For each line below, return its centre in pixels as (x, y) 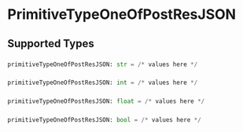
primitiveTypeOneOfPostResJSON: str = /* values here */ (103, 64)
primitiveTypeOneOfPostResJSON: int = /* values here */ (103, 83)
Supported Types (51, 44)
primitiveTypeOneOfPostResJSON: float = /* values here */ (106, 101)
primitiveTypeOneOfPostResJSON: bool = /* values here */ (104, 119)
